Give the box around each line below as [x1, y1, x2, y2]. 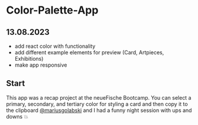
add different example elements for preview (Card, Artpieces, [14, 49, 164, 56]
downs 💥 [6, 113, 28, 120]
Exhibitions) [14, 55, 44, 62]
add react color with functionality [14, 42, 96, 50]
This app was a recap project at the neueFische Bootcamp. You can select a [6, 94, 191, 101]
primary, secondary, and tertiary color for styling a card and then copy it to [6, 100, 188, 107]
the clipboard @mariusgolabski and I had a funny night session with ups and [6, 107, 192, 114]
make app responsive [14, 61, 67, 68]
